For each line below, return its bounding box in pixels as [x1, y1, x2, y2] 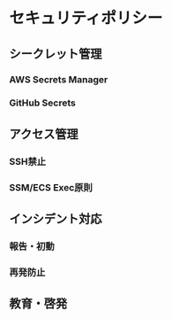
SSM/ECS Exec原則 [9, 181, 93, 193]
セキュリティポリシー [9, 8, 163, 28]
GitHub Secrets [9, 97, 77, 109]
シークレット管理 [9, 46, 102, 61]
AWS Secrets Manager [9, 73, 108, 85]
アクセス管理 [9, 126, 78, 142]
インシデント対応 [9, 212, 102, 227]
